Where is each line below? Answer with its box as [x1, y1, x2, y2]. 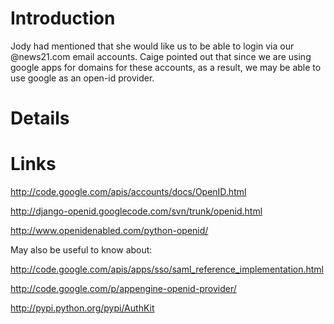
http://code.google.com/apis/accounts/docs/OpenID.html [10, 186, 247, 198]
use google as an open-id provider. [10, 72, 155, 84]
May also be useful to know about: [10, 244, 153, 256]
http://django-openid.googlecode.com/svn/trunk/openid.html [10, 205, 263, 217]
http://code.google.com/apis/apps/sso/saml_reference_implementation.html [10, 263, 325, 276]
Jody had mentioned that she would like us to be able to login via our [10, 40, 295, 52]
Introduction [10, 7, 116, 30]
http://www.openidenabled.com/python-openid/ [10, 225, 209, 237]
